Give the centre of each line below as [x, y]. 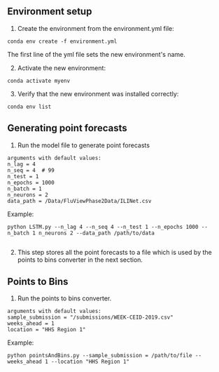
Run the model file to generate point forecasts [84, 145]
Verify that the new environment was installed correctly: [98, 93]
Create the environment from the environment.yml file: [96, 28]
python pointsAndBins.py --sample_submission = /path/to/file [100, 356]
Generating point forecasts [67, 128]
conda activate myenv [39, 81]
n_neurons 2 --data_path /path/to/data [97, 233]
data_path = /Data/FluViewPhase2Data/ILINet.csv [79, 201]
